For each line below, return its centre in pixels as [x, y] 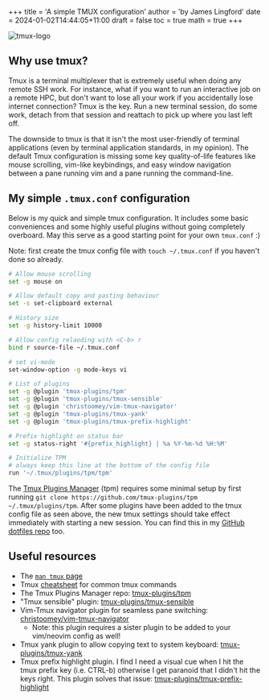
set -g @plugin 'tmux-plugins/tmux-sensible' [86, 399]
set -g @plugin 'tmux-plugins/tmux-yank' [79, 414]
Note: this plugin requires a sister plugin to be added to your [131, 627]
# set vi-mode [32, 362]
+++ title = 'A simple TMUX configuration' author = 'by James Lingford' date [134, 12]
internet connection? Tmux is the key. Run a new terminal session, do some [133, 106]
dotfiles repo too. [37, 531]
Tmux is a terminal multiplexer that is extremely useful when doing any [125, 81]
